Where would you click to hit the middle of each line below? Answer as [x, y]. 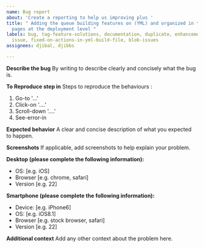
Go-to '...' [27, 98]
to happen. [20, 136]
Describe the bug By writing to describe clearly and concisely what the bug [101, 68]
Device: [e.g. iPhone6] [43, 207]
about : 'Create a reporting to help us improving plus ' [80, 18]
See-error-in [31, 117]
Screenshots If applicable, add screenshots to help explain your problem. [98, 147]
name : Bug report [28, 12]
